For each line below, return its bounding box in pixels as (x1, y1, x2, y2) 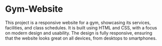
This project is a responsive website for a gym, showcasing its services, (5, 20, 151, 25)
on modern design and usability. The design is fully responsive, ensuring (5, 30, 153, 36)
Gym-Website (5, 3, 63, 15)
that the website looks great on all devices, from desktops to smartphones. (5, 35, 157, 41)
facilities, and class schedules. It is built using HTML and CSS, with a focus (5, 24, 158, 30)
